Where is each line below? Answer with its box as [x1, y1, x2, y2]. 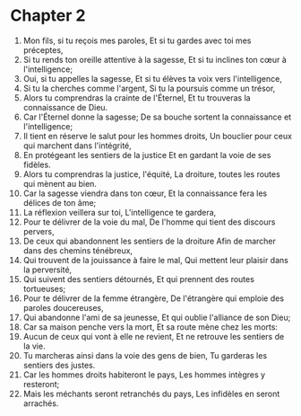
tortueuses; [22, 283, 66, 294]
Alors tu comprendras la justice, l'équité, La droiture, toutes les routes [22, 168, 280, 180]
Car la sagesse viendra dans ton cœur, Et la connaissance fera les [22, 188, 268, 199]
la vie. [22, 341, 46, 351]
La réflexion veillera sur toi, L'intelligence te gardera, [22, 207, 217, 217]
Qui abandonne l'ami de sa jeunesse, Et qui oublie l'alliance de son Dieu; [22, 312, 291, 323]
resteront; [22, 378, 60, 389]
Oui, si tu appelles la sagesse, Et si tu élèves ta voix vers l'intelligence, [22, 73, 283, 84]
